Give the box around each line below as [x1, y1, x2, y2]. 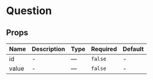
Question [6, 4, 52, 18]
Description [31, 45, 66, 53]
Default [122, 45, 144, 53]
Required [91, 45, 117, 53]
